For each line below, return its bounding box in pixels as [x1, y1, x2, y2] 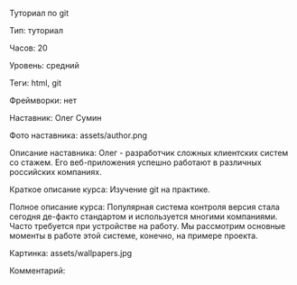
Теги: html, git [9, 78, 61, 88]
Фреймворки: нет [9, 95, 78, 106]
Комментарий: [9, 265, 66, 276]
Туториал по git [9, 8, 70, 18]
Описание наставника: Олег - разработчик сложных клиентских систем [9, 148, 289, 158]
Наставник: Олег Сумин [9, 113, 102, 123]
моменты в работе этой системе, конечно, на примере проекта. [9, 230, 259, 241]
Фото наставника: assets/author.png [9, 130, 147, 141]
